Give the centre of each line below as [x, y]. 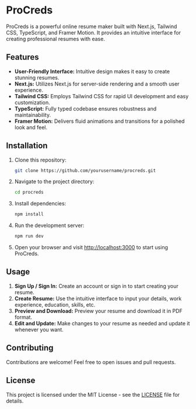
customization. [32, 102]
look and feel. [31, 127]
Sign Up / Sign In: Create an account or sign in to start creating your [97, 286]
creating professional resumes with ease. [55, 39]
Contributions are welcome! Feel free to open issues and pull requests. [91, 362]
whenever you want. [39, 329]
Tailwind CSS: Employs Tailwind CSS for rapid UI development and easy [101, 96]
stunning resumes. [37, 77]
